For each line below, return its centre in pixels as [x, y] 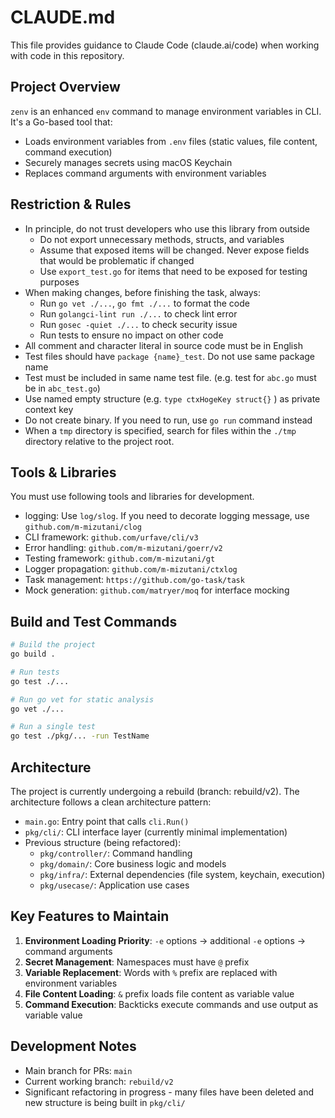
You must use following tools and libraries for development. [132, 497]
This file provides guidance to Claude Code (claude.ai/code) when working [165, 45]
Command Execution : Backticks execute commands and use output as [171, 1004]
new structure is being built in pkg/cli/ [105, 1102]
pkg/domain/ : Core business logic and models [133, 864]
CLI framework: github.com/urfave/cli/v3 [111, 537]
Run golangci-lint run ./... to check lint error [138, 313]
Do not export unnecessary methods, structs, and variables [162, 239]
